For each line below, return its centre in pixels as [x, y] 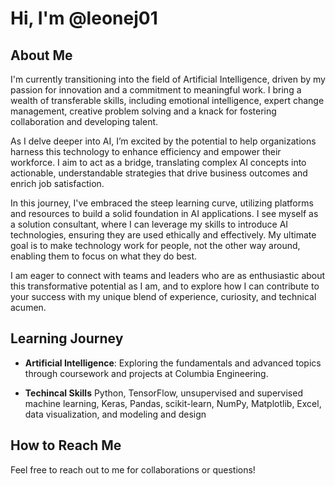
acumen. [28, 307]
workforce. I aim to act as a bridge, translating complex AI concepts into [158, 162]
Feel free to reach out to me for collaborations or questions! [133, 469]
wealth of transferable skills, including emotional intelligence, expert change [167, 100]
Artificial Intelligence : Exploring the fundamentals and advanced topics [173, 363]
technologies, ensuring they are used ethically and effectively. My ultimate [163, 235]
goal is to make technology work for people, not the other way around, [155, 245]
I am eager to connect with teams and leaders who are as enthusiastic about [168, 275]
